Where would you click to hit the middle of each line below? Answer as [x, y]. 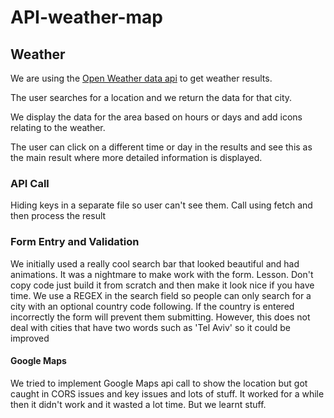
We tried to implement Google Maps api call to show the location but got [159, 383]
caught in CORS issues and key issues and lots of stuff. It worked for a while [167, 393]
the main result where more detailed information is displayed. [136, 157]
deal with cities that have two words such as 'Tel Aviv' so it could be [150, 327]
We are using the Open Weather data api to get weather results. [141, 78]
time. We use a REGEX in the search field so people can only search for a [161, 295]
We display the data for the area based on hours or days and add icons [156, 117]
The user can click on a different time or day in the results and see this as [161, 147]
